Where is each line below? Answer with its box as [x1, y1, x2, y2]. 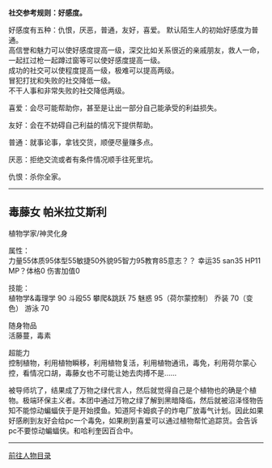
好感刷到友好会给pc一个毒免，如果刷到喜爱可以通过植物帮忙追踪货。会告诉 [8, 415, 258, 425]
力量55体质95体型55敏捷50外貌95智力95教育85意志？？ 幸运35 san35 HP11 [8, 255, 261, 266]
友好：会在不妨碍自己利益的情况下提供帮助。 [8, 121, 158, 130]
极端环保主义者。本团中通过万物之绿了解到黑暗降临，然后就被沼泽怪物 [22, 395, 257, 405]
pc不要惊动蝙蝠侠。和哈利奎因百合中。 [8, 425, 138, 436]
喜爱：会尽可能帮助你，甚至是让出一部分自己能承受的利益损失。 [8, 103, 221, 113]
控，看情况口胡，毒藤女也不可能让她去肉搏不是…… [8, 368, 177, 377]
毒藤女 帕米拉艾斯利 [8, 206, 107, 219]
